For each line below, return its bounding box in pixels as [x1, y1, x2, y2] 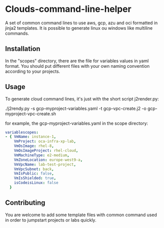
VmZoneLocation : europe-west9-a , [14, 157, 83, 162]
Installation [5, 45, 41, 53]
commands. [5, 30, 30, 36]
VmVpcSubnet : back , [14, 167, 54, 172]
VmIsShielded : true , [14, 176, 56, 181]
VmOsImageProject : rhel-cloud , [14, 148, 79, 153]
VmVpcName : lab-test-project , [14, 162, 77, 167]
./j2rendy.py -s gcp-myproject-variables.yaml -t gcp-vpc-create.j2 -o [5, 105, 147, 111]
